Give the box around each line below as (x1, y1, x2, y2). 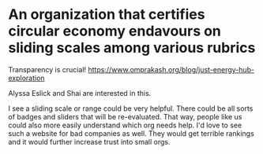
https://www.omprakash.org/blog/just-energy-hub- (88, 64, 255, 74)
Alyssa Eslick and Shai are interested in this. (8, 88, 152, 97)
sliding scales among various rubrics (8, 39, 256, 57)
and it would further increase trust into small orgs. (8, 137, 171, 146)
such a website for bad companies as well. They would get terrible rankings (8, 128, 254, 138)
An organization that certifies (8, 5, 205, 24)
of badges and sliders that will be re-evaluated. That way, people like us (8, 112, 242, 121)
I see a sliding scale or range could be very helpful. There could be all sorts (8, 104, 254, 113)
